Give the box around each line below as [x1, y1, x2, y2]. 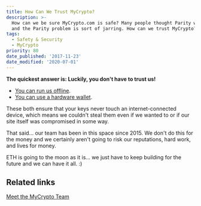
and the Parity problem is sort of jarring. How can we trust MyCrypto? [11, 25, 197, 32]
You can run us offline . [14, 87, 71, 94]
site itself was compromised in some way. [6, 117, 109, 125]
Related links [6, 177, 56, 187]
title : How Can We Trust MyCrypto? [6, 8, 95, 15]
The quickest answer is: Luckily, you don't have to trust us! [6, 75, 156, 83]
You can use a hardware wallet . [14, 93, 93, 101]
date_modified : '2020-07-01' [6, 59, 79, 65]
